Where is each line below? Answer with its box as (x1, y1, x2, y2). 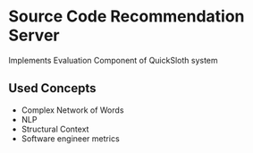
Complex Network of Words (21, 105, 124, 115)
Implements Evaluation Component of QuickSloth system (8, 55, 218, 65)
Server (8, 25, 60, 46)
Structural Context (21, 123, 89, 134)
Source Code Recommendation (8, 6, 245, 27)
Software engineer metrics (21, 132, 120, 144)
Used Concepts (8, 81, 97, 96)
